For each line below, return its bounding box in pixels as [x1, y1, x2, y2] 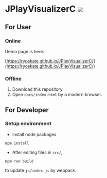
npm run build [5, 158, 34, 164]
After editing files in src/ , [12, 149, 63, 155]
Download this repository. [12, 86, 64, 92]
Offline [5, 75, 22, 82]
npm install [5, 140, 29, 146]
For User [5, 23, 32, 31]
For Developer [5, 106, 49, 114]
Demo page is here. [5, 48, 45, 54]
